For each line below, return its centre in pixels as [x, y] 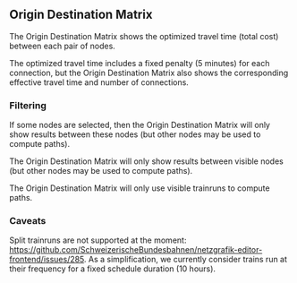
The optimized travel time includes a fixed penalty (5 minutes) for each [140, 63]
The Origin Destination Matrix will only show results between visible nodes [146, 161]
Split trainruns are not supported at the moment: [98, 240]
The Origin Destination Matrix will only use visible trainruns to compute [140, 188]
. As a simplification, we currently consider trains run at [186, 260]
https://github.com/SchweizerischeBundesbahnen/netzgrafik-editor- [136, 250]
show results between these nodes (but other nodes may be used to [135, 134]
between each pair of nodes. [63, 46]
